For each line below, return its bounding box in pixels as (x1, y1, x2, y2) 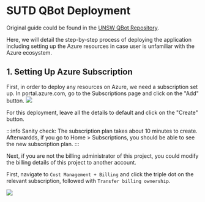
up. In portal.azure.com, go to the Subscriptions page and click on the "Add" (6, 90, 199, 97)
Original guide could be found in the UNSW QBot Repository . (6, 24, 159, 31)
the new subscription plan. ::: (6, 140, 80, 147)
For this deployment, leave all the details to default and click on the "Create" (6, 109, 198, 116)
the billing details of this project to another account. (6, 158, 136, 166)
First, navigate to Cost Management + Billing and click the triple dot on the (6, 170, 194, 178)
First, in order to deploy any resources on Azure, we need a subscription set (6, 83, 198, 90)
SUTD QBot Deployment (6, 4, 131, 18)
